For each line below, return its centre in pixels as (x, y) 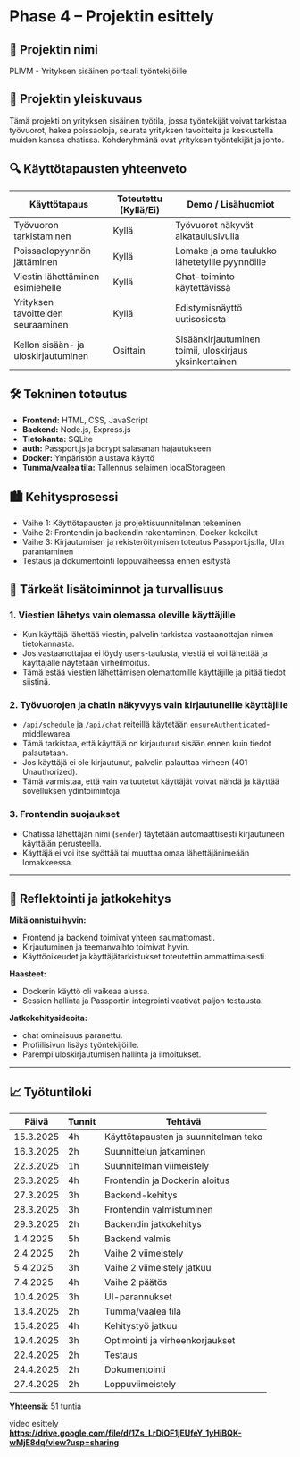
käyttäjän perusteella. (62, 843)
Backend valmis (137, 1239)
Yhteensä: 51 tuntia (46, 1406)
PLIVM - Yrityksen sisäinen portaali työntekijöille (98, 71)
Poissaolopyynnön (52, 251)
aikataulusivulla (208, 236)
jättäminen (36, 261)
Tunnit (82, 1122)
